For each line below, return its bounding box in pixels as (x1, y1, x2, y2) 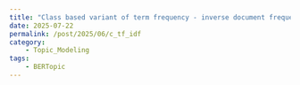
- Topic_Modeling (25, 46, 90, 55)
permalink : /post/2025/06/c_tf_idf (9, 29, 142, 38)
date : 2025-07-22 (9, 21, 74, 30)
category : (9, 37, 46, 47)
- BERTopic (25, 63, 66, 72)
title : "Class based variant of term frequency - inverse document (9, 12, 266, 22)
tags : (9, 54, 29, 63)
